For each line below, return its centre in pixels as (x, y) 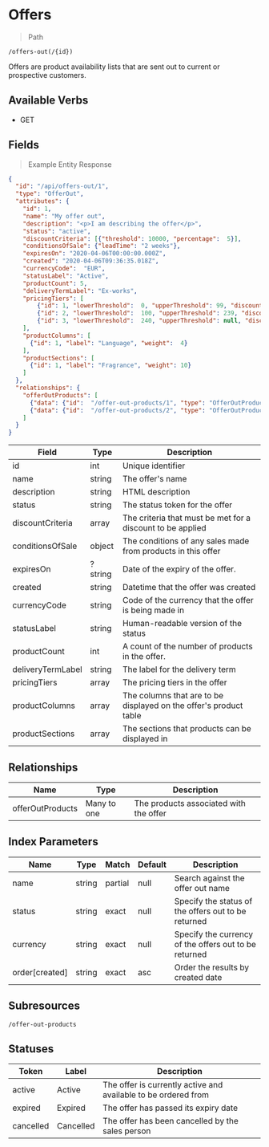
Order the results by (212, 967)
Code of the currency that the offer (188, 600)
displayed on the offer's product (183, 706)
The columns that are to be (173, 696)
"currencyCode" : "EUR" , (64, 269)
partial (117, 883)
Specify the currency (214, 934)
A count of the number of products (188, 646)
